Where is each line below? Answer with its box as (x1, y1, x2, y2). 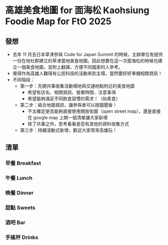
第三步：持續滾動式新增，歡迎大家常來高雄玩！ (20, 127, 117, 133)
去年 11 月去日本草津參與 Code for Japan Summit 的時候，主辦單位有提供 (12, 52, 163, 57)
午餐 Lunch (5, 175, 33, 182)
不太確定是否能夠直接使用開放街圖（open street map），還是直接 (27, 108, 161, 114)
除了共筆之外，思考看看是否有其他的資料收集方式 (27, 121, 129, 127)
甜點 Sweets (5, 204, 36, 211)
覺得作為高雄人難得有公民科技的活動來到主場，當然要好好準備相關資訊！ (12, 70, 162, 76)
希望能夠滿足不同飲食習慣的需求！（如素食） (27, 95, 121, 102)
